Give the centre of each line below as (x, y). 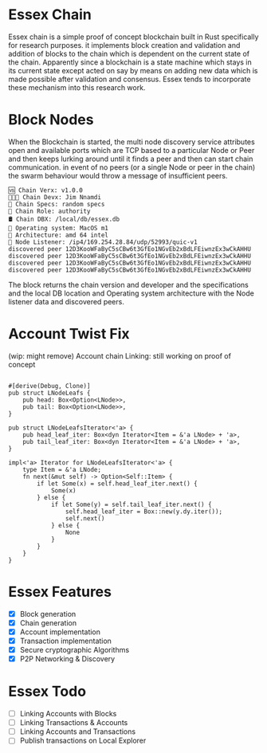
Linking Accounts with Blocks (68, 714)
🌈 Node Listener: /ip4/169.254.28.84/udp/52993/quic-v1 (103, 242)
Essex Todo (47, 692)
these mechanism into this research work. (77, 87)
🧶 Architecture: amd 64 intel (59, 235)
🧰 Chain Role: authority (49, 211)
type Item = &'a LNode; (62, 469)
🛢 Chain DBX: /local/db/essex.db (64, 219)
